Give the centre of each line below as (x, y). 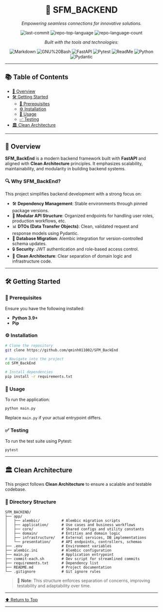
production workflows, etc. (39, 221)
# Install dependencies (29, 372)
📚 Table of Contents (37, 77)
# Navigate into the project (34, 359)
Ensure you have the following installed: (45, 308)
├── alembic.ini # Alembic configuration (58, 550)
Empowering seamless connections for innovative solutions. (81, 23)
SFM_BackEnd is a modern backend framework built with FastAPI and (76, 158)
